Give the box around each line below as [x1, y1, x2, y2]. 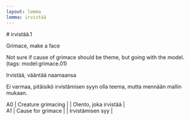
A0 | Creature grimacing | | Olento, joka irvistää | [6, 100, 125, 108]
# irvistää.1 [6, 30, 33, 37]
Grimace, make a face [6, 42, 60, 49]
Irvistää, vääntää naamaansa [6, 71, 76, 78]
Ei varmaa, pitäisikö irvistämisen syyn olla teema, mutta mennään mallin [6, 83, 182, 90]
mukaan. [6, 89, 28, 96]
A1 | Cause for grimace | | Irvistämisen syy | [6, 107, 113, 114]
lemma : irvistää [6, 14, 46, 20]
